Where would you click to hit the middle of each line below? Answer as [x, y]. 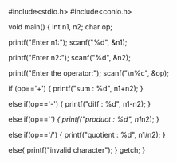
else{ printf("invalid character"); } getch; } [77, 150]
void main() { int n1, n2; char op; [61, 27]
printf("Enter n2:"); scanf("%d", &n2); [70, 58]
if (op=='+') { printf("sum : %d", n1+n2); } [76, 88]
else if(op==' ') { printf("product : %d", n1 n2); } [84, 119]
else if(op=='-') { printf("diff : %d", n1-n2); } [80, 104]
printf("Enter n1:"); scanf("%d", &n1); [68, 42]
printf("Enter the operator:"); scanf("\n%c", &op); [89, 73]
